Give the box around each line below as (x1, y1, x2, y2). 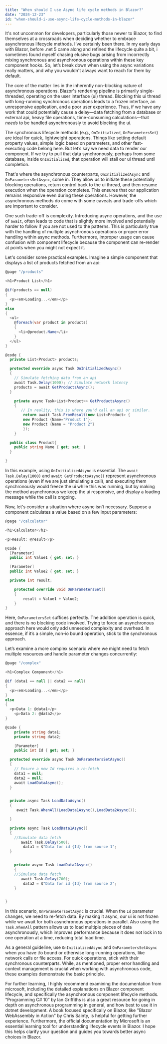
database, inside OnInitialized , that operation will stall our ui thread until (5, 156, 156, 162)
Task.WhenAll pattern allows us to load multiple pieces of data (5, 924, 132, 930)
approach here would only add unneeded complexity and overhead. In (5, 625, 150, 631)
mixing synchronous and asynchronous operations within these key (5, 57, 144, 63)
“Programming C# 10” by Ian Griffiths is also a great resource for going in (5, 997, 156, 1003)
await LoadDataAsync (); (14, 780, 64, 785)
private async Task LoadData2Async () (14, 862, 93, 868)
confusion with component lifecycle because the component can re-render (5, 239, 160, 245)
